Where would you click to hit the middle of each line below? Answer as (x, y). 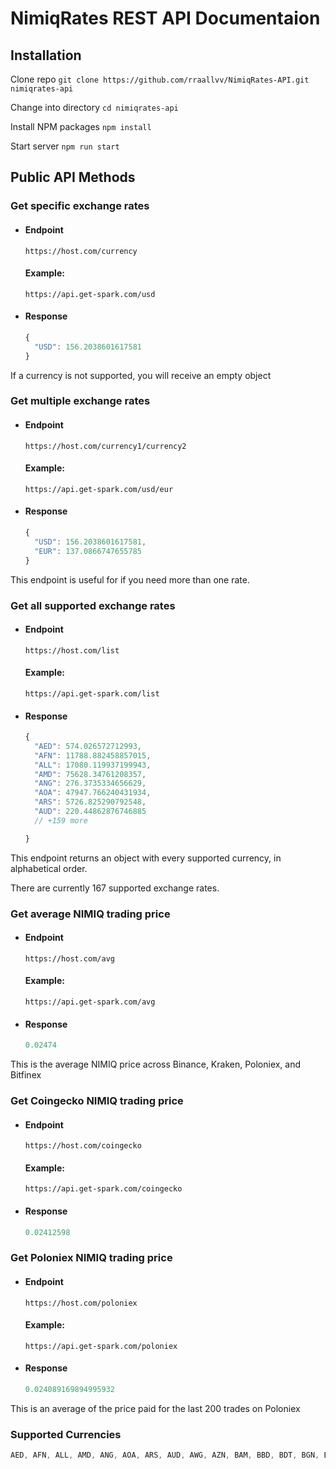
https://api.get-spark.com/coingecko (103, 1189)
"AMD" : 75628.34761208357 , (90, 774)
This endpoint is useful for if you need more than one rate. (130, 579)
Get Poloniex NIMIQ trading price (91, 1258)
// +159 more (61, 820)
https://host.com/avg (69, 958)
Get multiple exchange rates (80, 401)
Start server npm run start (65, 146)
